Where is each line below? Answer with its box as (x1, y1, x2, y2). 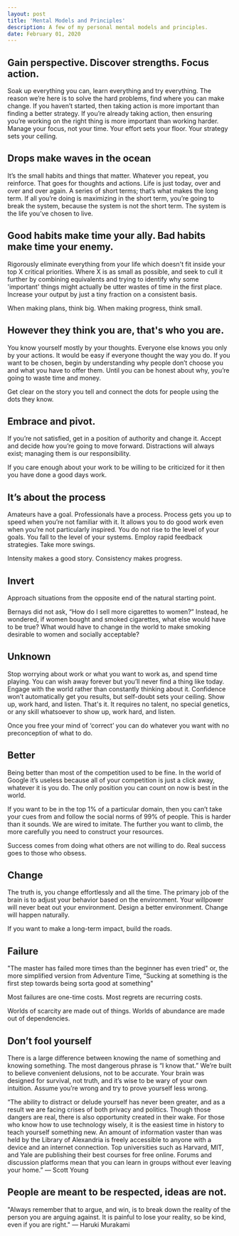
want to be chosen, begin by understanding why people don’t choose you (7, 358, 224, 367)
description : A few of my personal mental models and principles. (7, 23, 208, 31)
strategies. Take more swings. (7, 540, 95, 549)
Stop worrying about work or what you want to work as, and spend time (7, 669, 218, 678)
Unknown (7, 651, 51, 663)
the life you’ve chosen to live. (7, 209, 94, 218)
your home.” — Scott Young (7, 1166, 89, 1174)
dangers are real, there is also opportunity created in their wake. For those (7, 1113, 225, 1121)
